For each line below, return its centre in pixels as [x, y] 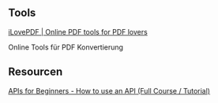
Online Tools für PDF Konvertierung [66, 47]
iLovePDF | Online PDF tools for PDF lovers [78, 31]
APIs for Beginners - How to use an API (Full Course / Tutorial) [109, 90]
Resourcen [36, 72]
